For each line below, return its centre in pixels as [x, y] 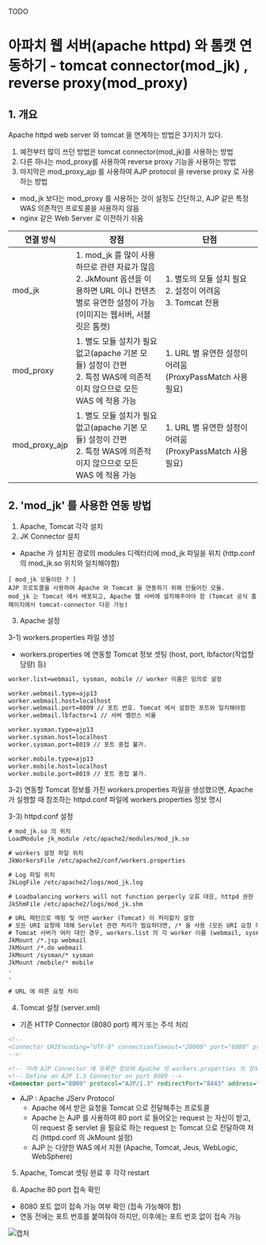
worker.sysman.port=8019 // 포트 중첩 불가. [78, 745]
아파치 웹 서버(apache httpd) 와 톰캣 [122, 46]
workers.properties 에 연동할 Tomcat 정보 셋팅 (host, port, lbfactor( [127, 654]
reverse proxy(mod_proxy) [98, 83]
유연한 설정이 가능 [124, 303]
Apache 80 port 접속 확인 [60, 1189]
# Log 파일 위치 [32, 875]
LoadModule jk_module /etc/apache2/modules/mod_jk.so [99, 839]
